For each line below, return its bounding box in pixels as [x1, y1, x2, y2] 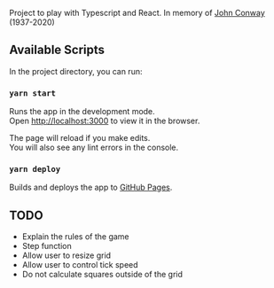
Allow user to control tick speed [21, 260, 139, 270]
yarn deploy [9, 164, 61, 175]
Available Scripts [9, 43, 105, 58]
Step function [21, 241, 73, 252]
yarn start [9, 88, 56, 98]
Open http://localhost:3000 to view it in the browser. [9, 115, 200, 127]
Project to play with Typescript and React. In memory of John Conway [9, 8, 266, 18]
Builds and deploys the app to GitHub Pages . [9, 182, 173, 193]
